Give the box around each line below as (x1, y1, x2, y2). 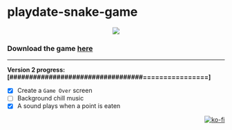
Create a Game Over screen (17, 87, 93, 95)
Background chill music (17, 94, 84, 102)
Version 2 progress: (7, 66, 66, 74)
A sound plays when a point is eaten (17, 102, 121, 110)
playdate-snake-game (7, 4, 138, 20)
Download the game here (7, 43, 93, 53)
